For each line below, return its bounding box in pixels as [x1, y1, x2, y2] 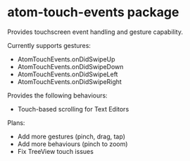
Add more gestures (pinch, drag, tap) [17, 132, 125, 141]
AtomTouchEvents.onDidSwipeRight [17, 77, 122, 85]
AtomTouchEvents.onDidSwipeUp [17, 54, 115, 64]
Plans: [7, 118, 25, 127]
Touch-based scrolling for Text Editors [17, 105, 129, 113]
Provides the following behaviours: [7, 91, 108, 100]
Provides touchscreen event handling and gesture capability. [7, 28, 183, 36]
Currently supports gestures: [7, 41, 91, 49]
